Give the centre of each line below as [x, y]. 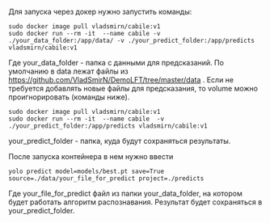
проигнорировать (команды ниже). [69, 97]
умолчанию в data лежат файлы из [68, 71]
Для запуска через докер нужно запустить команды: [100, 12]
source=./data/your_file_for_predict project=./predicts [106, 179]
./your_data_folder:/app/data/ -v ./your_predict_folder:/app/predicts [131, 40]
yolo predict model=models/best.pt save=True [86, 171]
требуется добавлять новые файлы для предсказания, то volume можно [133, 88]
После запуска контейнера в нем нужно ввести [91, 156]
